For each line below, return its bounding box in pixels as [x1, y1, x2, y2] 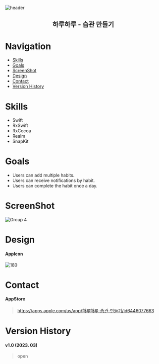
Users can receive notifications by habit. [12, 178, 95, 183]
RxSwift [12, 122, 28, 129]
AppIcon [5, 251, 23, 257]
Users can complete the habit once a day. [12, 183, 98, 189]
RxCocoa [12, 128, 31, 134]
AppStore [5, 296, 26, 302]
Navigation [5, 40, 51, 52]
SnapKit [12, 138, 29, 144]
